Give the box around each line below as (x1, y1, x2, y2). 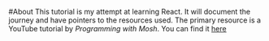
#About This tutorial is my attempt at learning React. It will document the (8, 7, 250, 16)
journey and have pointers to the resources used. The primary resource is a (8, 15, 262, 25)
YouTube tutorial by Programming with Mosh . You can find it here (8, 24, 227, 33)
